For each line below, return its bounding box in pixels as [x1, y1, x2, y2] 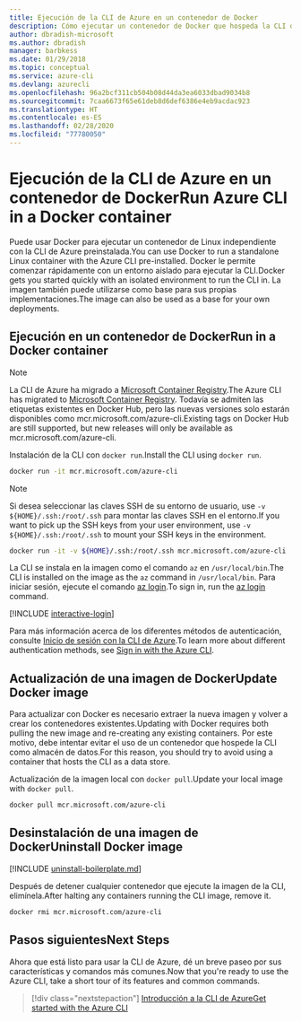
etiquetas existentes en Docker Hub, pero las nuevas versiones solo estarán [9, 403, 289, 414]
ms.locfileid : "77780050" [9, 130, 106, 139]
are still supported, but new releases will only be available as [9, 423, 233, 433]
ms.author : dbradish [9, 38, 87, 48]
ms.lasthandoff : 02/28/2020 [9, 122, 115, 131]
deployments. [9, 302, 60, 314]
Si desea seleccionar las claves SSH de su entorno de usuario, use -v [9, 500, 266, 511]
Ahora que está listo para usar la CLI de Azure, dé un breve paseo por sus [9, 956, 282, 967]
